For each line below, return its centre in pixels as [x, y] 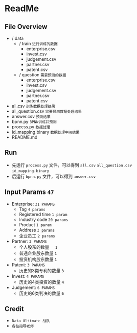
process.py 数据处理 [31, 127]
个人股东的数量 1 [38, 247]
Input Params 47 [29, 192]
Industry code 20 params [44, 219]
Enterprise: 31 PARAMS [33, 204]
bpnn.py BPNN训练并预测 [34, 121]
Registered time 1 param [43, 214]
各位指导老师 [23, 326]
